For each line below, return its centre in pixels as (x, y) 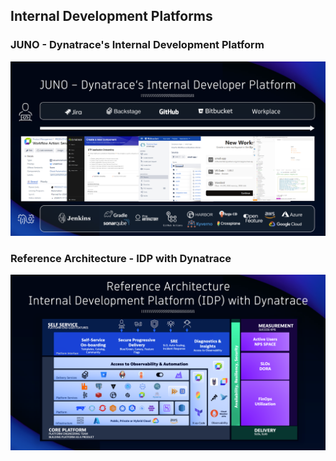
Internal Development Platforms (111, 16)
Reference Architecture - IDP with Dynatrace (121, 258)
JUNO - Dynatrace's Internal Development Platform (137, 45)
